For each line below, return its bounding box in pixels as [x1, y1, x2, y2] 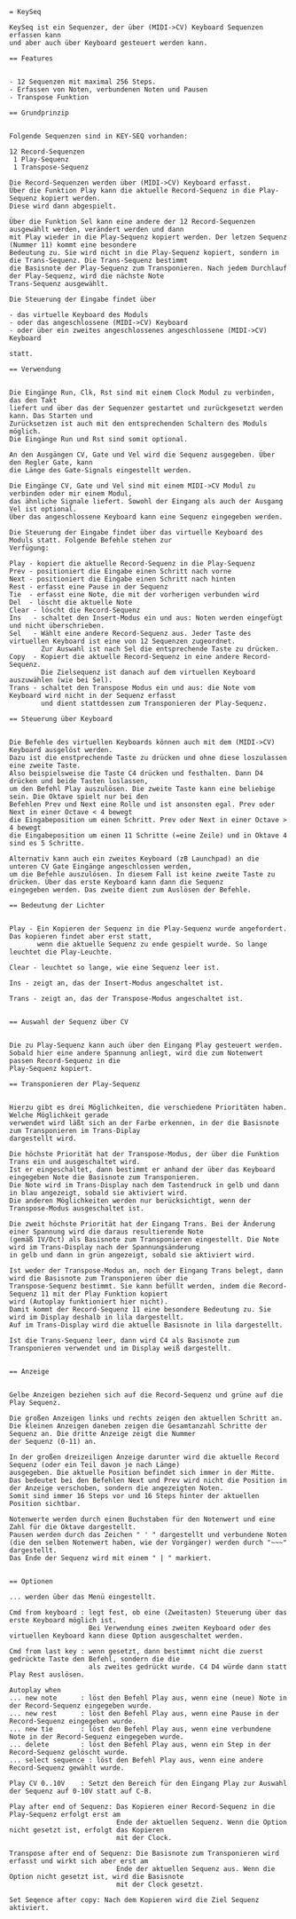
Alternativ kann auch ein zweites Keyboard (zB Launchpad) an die [9, 854, 260, 863]
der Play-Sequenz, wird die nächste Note [9, 272, 165, 281]
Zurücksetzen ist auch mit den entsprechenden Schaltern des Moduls [9, 419, 268, 428]
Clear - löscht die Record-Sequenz [9, 606, 141, 615]
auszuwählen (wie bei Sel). [9, 676, 113, 685]
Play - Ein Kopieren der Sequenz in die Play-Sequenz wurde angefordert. [9, 924, 288, 933]
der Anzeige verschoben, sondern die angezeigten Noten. [9, 1484, 224, 1493]
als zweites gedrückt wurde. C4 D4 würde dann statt [88, 1662, 288, 1671]
